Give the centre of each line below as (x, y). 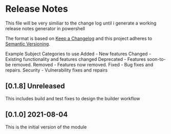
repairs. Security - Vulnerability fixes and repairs (57, 70)
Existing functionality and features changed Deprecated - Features (76, 59)
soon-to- (156, 59)
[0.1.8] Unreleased (35, 86)
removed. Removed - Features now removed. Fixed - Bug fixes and (83, 64)
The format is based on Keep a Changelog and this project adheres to (79, 38)
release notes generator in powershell (45, 28)
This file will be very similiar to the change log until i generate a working (81, 23)
